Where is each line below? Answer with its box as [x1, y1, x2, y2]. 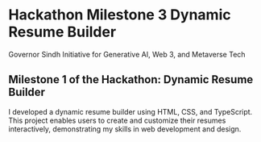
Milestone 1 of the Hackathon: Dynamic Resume [8, 73, 254, 86]
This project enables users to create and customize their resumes [8, 115, 226, 125]
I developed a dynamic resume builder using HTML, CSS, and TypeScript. [8, 106, 253, 116]
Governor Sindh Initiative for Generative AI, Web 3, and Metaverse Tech [8, 49, 246, 59]
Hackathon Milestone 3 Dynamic [8, 6, 231, 24]
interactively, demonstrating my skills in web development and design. [8, 123, 242, 134]
